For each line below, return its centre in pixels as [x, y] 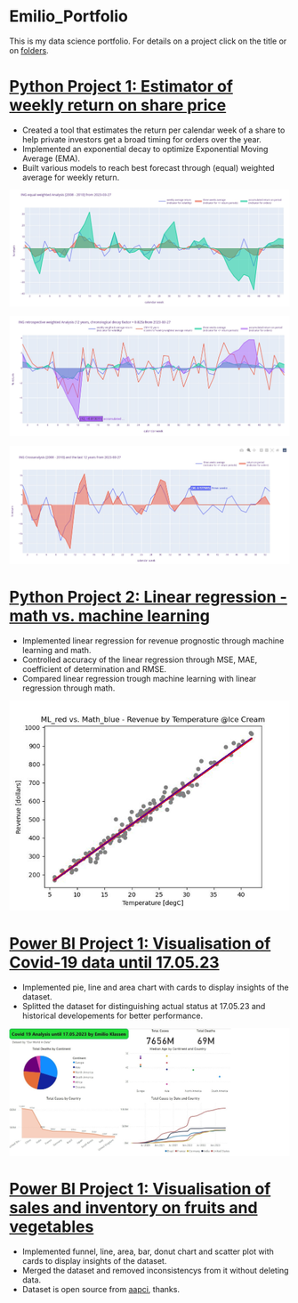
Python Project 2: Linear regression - [148, 597]
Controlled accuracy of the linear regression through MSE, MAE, [140, 660]
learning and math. [56, 650]
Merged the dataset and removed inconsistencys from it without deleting [155, 1270]
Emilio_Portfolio [69, 16]
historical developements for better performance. [112, 1016]
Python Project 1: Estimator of [121, 87]
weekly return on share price [118, 105]
